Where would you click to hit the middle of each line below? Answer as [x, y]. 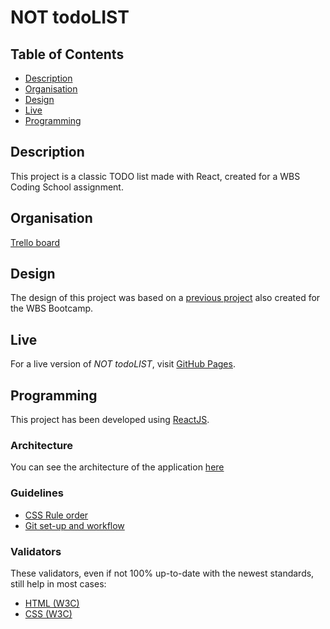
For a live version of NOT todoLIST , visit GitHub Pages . [123, 364]
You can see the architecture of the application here [117, 467]
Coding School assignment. [67, 187]
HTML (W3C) [52, 603]
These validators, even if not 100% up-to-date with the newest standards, [162, 573]
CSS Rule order [56, 515]
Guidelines [37, 493]
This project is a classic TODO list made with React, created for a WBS [155, 176]
